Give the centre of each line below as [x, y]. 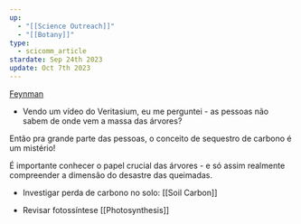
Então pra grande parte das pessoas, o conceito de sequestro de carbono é [150, 138]
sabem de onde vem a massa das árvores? [102, 121]
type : [19, 43]
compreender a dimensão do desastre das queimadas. [111, 175]
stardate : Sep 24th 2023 [56, 60]
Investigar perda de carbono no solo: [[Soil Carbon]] [120, 192]
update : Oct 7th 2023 [50, 69]
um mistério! [33, 148]
